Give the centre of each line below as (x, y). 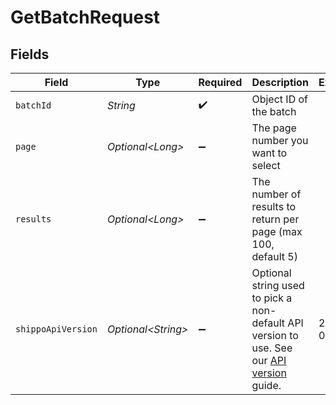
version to (275, 335)
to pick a (272, 298)
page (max (277, 231)
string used (278, 285)
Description (280, 82)
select (266, 165)
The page (274, 128)
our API (269, 360)
